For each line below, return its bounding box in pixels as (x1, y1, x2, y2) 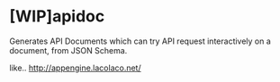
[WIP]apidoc (9, 6, 105, 27)
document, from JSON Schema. (9, 45, 128, 55)
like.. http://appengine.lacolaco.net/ (9, 62, 141, 73)
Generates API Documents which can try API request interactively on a (9, 36, 272, 46)
